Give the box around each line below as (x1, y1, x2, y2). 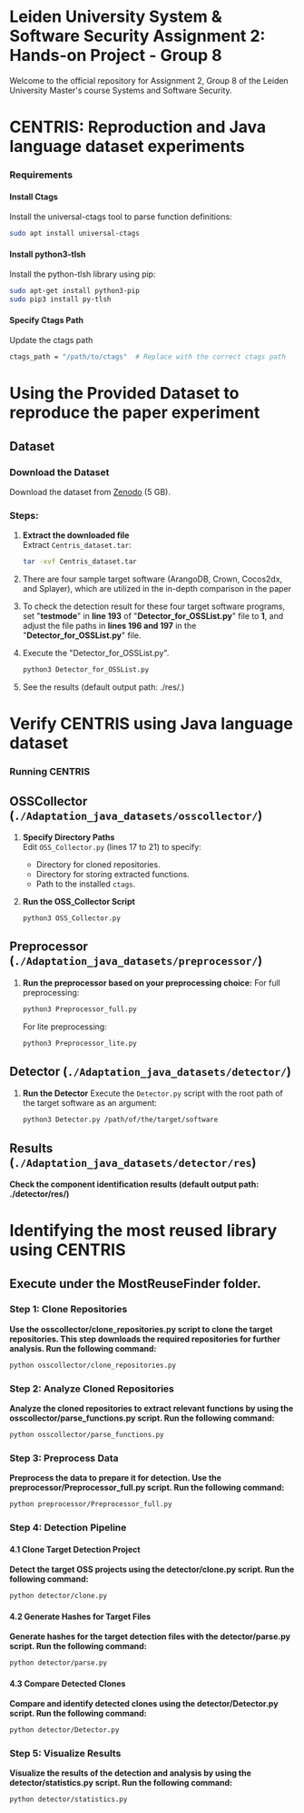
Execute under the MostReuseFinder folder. (9, 1276, 261, 1291)
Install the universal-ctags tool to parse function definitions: (9, 211, 233, 222)
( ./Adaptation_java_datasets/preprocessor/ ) (9, 953, 263, 968)
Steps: (9, 509, 39, 522)
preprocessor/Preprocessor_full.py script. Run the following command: (9, 1482, 285, 1494)
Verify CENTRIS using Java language (9, 714, 293, 734)
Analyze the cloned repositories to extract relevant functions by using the (9, 1403, 293, 1413)
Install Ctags (9, 191, 59, 202)
